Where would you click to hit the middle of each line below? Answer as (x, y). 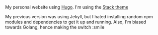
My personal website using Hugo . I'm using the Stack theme (67, 7)
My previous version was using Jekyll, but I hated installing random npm (79, 17)
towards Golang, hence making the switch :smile (55, 27)
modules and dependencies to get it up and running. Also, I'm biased (76, 22)
